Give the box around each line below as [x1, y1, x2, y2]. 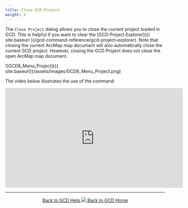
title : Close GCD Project [5, 7, 60, 13]
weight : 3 [5, 12, 26, 17]
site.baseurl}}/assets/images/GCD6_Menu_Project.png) [5, 68, 121, 74]
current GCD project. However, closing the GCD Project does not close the [5, 48, 161, 54]
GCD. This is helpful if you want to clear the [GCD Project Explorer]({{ [5, 31, 151, 37]
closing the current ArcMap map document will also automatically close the [5, 42, 163, 48]
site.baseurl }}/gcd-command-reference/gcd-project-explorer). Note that [5, 36, 159, 43]
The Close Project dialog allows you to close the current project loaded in [5, 26, 160, 32]
